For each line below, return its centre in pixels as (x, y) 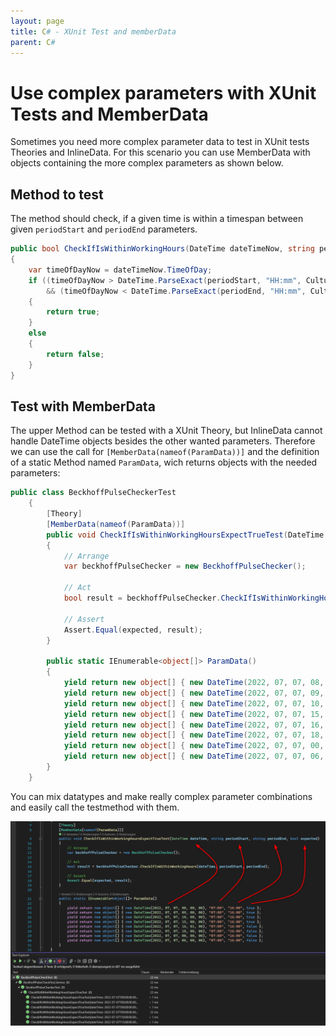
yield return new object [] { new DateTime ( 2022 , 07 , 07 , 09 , (194, 693)
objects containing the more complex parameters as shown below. (147, 163)
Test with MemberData (83, 406)
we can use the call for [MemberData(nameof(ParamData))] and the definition (165, 452)
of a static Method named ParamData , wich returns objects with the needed (164, 462)
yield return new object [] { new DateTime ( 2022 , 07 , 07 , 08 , (194, 683)
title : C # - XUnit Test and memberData (93, 31)
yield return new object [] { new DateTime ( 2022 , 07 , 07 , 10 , (194, 703)
